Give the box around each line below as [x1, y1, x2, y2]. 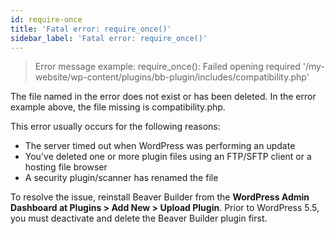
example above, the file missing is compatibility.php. [10, 101, 226, 113]
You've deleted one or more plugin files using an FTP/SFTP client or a [24, 151, 312, 163]
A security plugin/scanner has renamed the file [24, 172, 219, 184]
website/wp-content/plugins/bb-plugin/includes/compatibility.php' [34, 71, 310, 83]
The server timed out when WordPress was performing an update [24, 140, 296, 152]
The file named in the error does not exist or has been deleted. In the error [10, 91, 317, 103]
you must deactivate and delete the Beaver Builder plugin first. [10, 212, 268, 225]
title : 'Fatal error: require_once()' [10, 24, 172, 34]
